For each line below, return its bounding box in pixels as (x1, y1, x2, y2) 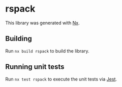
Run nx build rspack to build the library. (5, 48, 89, 54)
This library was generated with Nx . (5, 20, 80, 26)
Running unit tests (5, 63, 65, 71)
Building (5, 34, 32, 43)
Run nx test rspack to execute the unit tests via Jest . (5, 76, 117, 82)
